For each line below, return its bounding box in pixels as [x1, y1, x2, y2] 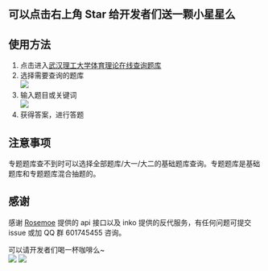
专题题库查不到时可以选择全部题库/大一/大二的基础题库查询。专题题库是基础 [8, 159, 261, 169]
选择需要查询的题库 [19, 71, 85, 81]
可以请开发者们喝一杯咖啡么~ [8, 244, 105, 254]
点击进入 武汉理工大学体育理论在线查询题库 [19, 60, 162, 70]
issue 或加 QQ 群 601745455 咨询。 [8, 227, 126, 237]
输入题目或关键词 [19, 90, 77, 100]
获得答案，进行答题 [19, 110, 85, 119]
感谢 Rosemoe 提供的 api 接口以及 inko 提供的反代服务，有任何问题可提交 [8, 217, 252, 227]
